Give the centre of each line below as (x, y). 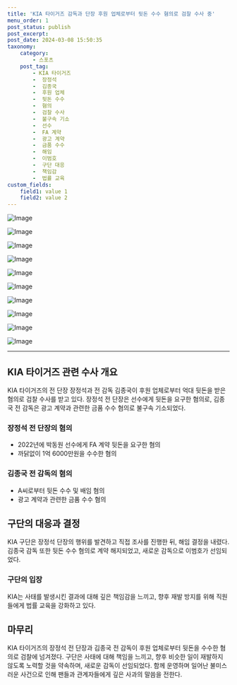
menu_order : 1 (28, 21)
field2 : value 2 (44, 198)
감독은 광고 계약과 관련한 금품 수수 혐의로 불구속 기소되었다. (104, 408)
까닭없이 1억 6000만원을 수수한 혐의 (67, 454)
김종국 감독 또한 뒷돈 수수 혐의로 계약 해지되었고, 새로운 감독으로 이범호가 (108, 551)
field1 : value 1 (44, 192)
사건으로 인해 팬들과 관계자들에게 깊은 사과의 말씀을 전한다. (101, 674)
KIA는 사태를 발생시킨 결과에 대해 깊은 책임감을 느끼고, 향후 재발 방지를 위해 (111, 596)
